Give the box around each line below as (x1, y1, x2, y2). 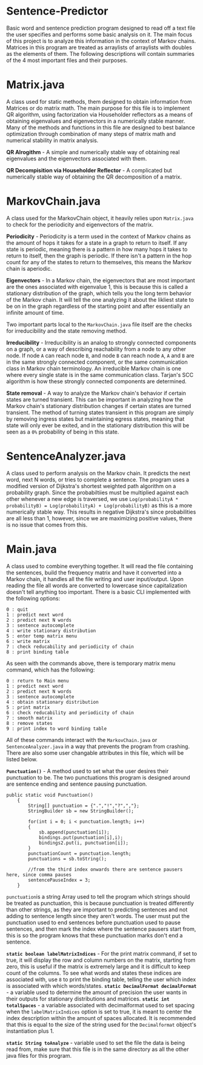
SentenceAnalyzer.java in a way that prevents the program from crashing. (6, 743, 190, 750)
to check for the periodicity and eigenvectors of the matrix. (6, 220, 153, 228)
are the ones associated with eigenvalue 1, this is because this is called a (6, 283, 188, 290)
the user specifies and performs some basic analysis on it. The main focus (6, 30, 193, 38)
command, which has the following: (6, 666, 95, 673)
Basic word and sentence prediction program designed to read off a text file (6, 24, 196, 32)
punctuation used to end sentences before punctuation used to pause (6, 919, 181, 926)
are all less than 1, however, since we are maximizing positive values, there (6, 514, 193, 522)
